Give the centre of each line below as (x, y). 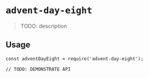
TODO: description (44, 26)
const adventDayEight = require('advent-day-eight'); (75, 59)
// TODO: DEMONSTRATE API (38, 69)
